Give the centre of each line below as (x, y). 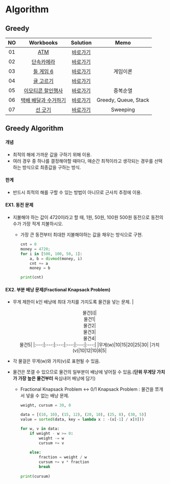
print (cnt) (32, 278)
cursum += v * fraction (64, 462)
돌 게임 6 (43, 71)
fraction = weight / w (63, 457)
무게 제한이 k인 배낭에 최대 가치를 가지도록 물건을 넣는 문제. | (73, 302)
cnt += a (39, 263)
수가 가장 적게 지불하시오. (38, 224)
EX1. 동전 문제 (19, 205)
